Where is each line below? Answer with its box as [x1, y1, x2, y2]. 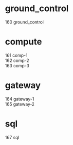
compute [5, 36, 42, 47]
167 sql [5, 134, 19, 140]
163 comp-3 [5, 62, 30, 68]
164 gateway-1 [5, 96, 34, 102]
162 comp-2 [5, 57, 29, 63]
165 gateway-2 [5, 101, 35, 107]
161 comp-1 [5, 52, 28, 58]
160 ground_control [5, 19, 44, 25]
